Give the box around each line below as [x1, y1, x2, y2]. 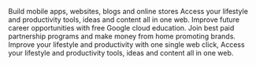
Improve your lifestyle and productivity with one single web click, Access [8, 40, 246, 49]
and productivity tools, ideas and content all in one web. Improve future [8, 15, 240, 24]
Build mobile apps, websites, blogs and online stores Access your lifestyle [8, 7, 248, 16]
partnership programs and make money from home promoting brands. [8, 31, 236, 41]
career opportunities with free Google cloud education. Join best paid [8, 23, 235, 32]
